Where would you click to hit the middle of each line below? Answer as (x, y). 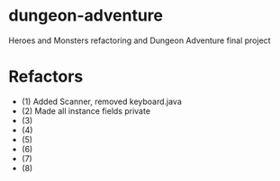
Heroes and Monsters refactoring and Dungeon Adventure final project (140, 40)
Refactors (46, 77)
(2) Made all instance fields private (86, 111)
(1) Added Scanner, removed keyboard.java (101, 101)
